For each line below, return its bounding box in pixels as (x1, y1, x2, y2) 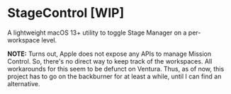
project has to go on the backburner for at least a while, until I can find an (7, 72, 222, 81)
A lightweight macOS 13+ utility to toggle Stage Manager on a (7, 28, 187, 37)
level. (41, 35, 57, 44)
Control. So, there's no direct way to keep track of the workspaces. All (7, 57, 213, 65)
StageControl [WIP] (7, 5, 125, 21)
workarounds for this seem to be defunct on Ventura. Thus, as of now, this (7, 64, 225, 73)
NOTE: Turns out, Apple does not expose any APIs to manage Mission (7, 49, 211, 58)
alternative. (7, 79, 40, 88)
